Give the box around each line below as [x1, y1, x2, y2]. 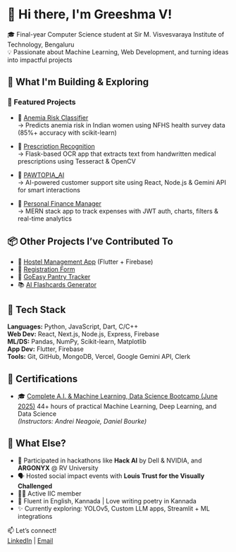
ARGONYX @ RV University [17, 463, 99, 472]
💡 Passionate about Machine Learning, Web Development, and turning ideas [7, 47, 229, 56]
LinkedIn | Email [7, 536, 54, 545]
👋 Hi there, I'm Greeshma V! [7, 6, 173, 23]
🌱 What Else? [7, 437, 66, 450]
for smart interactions [17, 185, 81, 194]
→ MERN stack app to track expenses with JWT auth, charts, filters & [17, 207, 218, 215]
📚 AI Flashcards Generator [17, 281, 97, 289]
